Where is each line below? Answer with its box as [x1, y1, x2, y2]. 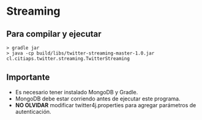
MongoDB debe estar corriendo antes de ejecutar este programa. [15, 95, 181, 102]
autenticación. [15, 108, 51, 115]
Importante [6, 72, 50, 83]
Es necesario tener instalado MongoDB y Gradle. [15, 88, 138, 96]
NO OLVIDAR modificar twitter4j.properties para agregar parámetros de [15, 101, 196, 108]
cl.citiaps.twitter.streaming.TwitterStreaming [6, 56, 130, 62]
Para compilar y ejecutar [6, 29, 102, 39]
